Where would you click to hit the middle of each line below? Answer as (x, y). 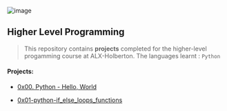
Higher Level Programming (66, 32)
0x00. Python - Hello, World (57, 87)
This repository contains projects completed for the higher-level (115, 49)
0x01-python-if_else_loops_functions (70, 100)
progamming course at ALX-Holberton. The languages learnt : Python (122, 56)
